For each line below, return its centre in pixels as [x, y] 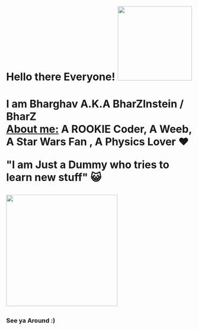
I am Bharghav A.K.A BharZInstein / [95, 104]
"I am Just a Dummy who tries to [88, 165]
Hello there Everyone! [61, 77]
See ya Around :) [31, 321]
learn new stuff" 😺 [54, 177]
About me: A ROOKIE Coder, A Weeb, [99, 129]
